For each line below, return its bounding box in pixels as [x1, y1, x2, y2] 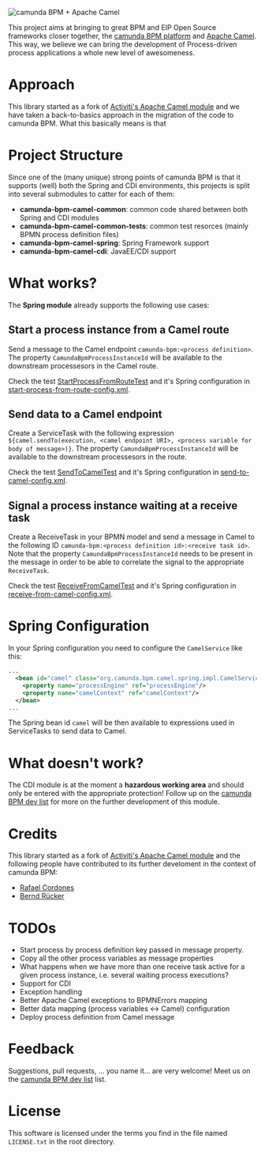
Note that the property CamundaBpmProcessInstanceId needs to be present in [8, 549, 253, 559]
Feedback [8, 1040, 75, 1058]
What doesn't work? [8, 754, 144, 772]
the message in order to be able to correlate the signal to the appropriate [8, 557, 244, 567]
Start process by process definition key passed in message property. [19, 945, 244, 955]
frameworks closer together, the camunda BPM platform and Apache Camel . [8, 32, 257, 40]
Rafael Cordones [19, 883, 75, 892]
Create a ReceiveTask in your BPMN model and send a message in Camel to [8, 532, 255, 541]
